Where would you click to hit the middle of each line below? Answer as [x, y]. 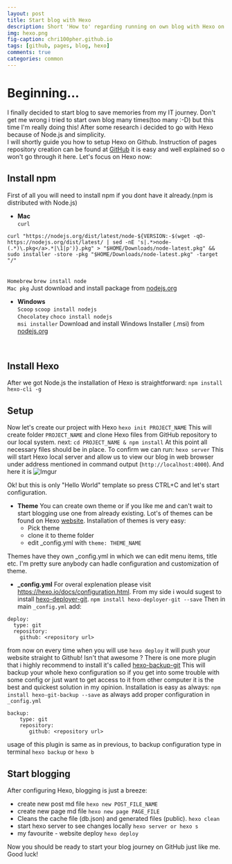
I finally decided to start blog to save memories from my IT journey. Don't [111, 112]
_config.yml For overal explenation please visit [84, 584]
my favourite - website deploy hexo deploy [78, 833]
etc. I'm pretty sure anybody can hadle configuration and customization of [113, 564]
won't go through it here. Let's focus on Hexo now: [80, 156]
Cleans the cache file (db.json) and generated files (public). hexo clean [118, 818]
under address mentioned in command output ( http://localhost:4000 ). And [116, 464]
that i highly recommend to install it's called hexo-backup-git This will [106, 665]
